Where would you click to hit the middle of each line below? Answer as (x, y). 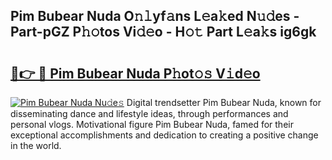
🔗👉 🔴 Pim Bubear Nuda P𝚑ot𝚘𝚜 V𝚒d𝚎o (135, 73)
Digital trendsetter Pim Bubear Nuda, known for (224, 102)
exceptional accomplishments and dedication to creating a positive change (164, 135)
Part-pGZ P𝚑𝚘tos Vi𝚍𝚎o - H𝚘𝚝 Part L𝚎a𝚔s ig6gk (163, 32)
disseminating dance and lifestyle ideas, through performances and (149, 113)
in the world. (36, 145)
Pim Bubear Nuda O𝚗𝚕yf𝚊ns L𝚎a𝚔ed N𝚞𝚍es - (155, 16)
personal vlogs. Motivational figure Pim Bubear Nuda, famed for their (152, 124)
